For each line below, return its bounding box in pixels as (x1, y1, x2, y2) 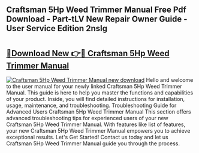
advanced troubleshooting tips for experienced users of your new (6, 115, 169, 121)
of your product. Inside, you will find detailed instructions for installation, (6, 96, 185, 102)
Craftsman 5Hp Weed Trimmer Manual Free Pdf (6, 5, 187, 15)
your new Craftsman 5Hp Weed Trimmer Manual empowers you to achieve (6, 127, 191, 134)
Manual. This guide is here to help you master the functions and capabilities (6, 89, 194, 96)
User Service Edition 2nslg (6, 23, 108, 33)
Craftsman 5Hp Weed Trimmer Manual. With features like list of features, (6, 121, 186, 128)
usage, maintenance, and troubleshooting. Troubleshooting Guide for (6, 102, 177, 109)
